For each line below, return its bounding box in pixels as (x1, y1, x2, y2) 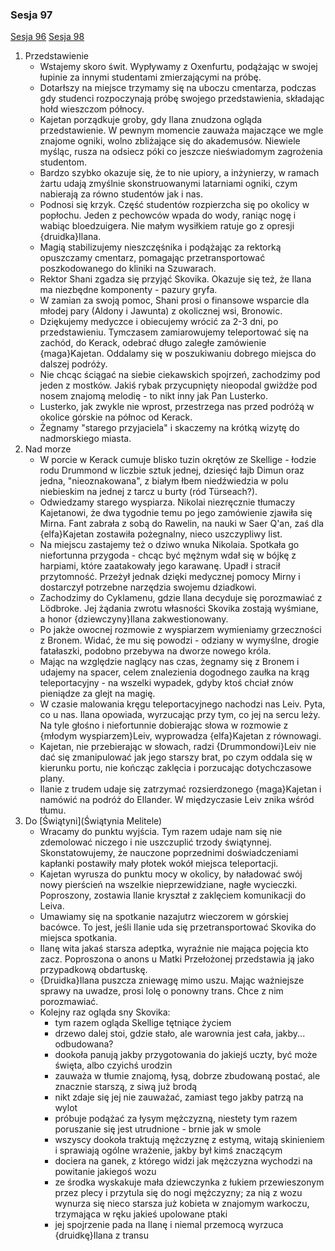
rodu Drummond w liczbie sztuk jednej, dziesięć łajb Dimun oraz (39, 464, 305, 477)
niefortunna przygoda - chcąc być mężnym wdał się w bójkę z (39, 549, 297, 562)
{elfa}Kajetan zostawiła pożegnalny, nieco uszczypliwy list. (39, 528, 283, 540)
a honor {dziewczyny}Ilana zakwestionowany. (39, 613, 229, 625)
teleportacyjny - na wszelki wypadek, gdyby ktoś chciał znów (39, 677, 294, 689)
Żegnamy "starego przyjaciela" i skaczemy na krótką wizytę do (39, 422, 300, 434)
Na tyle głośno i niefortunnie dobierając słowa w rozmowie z (39, 719, 289, 732)
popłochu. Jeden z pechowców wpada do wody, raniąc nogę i (39, 209, 297, 222)
